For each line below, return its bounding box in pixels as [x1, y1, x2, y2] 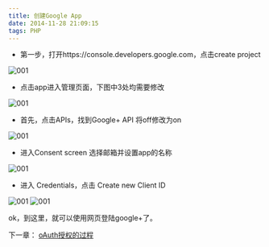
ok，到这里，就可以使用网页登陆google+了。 [8, 213, 157, 223]
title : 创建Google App [8, 11, 82, 20]
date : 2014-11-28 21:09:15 [8, 19, 99, 27]
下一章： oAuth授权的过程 [8, 230, 94, 240]
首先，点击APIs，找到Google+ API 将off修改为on [19, 115, 182, 125]
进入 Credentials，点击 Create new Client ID [19, 180, 167, 190]
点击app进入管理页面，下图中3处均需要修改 [19, 82, 165, 93]
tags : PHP [8, 27, 42, 35]
